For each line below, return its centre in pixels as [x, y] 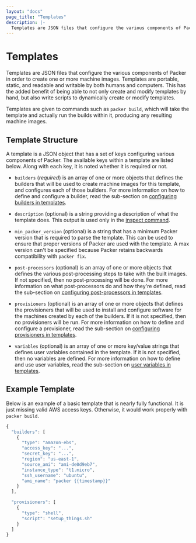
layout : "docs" [24, 11]
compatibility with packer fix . [50, 256]
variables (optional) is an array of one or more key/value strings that [97, 346]
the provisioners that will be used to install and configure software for [98, 310]
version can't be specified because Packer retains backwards [89, 250]
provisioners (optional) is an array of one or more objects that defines [99, 304]
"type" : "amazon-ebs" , [49, 443]
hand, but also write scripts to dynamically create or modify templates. [91, 98]
